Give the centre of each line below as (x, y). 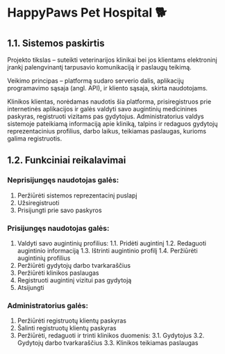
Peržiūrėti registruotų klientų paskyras (72, 321)
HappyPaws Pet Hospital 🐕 (87, 13)
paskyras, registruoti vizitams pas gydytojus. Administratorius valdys (106, 116)
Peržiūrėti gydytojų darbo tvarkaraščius (74, 265)
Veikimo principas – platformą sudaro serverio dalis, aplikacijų (95, 81)
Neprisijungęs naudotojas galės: (63, 180)
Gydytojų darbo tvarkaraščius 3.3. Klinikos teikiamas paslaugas (108, 343)
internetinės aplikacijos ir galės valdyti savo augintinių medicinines (102, 109)
